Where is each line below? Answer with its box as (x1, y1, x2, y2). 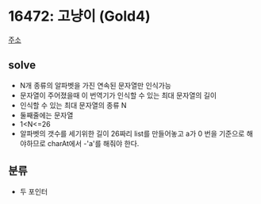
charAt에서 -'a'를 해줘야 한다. (47, 138, 140, 148)
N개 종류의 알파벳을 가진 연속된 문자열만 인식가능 (19, 80, 172, 90)
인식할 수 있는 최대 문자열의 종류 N (19, 100, 127, 110)
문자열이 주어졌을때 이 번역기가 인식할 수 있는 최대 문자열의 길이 (19, 90, 217, 100)
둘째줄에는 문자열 (19, 110, 74, 120)
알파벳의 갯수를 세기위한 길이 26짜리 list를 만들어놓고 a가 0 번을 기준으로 (19, 129, 245, 138)
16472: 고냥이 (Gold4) (8, 7, 151, 25)
